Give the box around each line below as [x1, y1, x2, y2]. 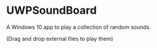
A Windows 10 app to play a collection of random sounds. [6, 23, 152, 31]
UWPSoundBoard [6, 4, 97, 17]
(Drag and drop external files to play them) [6, 35, 114, 42]
